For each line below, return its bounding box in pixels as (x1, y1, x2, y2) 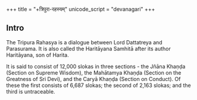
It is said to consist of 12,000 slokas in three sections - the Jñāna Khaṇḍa (6, 63, 186, 70)
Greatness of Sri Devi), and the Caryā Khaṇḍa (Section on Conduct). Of (6, 75, 181, 82)
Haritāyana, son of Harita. (6, 51, 70, 59)
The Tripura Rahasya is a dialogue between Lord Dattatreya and (6, 38, 162, 46)
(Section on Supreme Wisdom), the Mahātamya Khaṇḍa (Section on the (6, 69, 182, 76)
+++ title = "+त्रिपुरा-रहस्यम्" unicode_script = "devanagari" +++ (6, 6, 155, 12)
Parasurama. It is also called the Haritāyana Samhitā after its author (6, 45, 171, 52)
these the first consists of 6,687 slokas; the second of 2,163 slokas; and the (6, 82, 192, 89)
